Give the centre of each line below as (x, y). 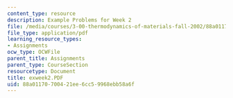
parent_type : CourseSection (48, 65)
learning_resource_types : (44, 39)
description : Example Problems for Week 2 (69, 20)
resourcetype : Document (42, 71)
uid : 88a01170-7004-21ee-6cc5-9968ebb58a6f (71, 84)
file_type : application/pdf (48, 33)
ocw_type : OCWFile (34, 52)
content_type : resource (42, 13)
